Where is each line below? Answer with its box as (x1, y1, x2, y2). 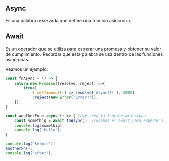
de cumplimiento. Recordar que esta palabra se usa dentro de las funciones (5, 51, 163, 57)
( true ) (23, 86, 37, 91)
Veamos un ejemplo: (5, 66, 48, 72)
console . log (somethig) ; (14, 123, 65, 128)
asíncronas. (5, 56, 29, 62)
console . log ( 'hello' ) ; (14, 128, 62, 133)
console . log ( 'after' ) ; (5, 150, 53, 156)
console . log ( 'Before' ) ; (5, 141, 56, 146)
